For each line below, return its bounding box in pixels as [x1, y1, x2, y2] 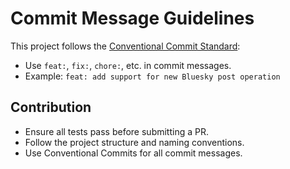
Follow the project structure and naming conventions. [24, 136, 245, 148]
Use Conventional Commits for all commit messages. [24, 147, 243, 159]
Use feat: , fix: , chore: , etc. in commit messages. [24, 59, 232, 71]
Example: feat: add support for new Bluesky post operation [24, 70, 281, 82]
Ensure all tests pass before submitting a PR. [24, 125, 209, 137]
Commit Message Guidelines [10, 7, 255, 30]
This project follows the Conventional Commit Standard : [10, 40, 241, 52]
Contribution [10, 99, 92, 116]
